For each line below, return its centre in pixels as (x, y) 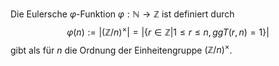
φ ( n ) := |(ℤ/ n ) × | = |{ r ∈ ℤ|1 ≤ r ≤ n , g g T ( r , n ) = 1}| (168, 31)
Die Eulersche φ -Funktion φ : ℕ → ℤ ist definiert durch (122, 14)
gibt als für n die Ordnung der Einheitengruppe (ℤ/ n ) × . (121, 49)
